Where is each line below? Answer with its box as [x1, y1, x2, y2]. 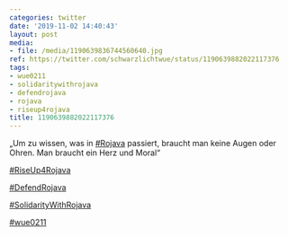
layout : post [9, 30, 58, 39]
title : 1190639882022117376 [9, 113, 115, 122]
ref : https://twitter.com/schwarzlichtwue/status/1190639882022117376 [9, 55, 280, 64]
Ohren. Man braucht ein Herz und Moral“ [9, 147, 160, 158]
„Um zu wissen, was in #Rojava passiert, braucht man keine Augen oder [9, 138, 277, 149]
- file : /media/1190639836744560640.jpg [9, 47, 164, 56]
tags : [9, 64, 30, 73]
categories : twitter [9, 13, 87, 22]
